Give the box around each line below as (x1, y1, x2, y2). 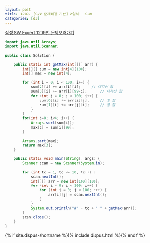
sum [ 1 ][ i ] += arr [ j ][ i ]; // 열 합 (39, 102, 116, 107)
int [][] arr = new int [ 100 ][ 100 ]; (30, 179, 100, 184)
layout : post (5, 7, 31, 12)
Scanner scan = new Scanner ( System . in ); (22, 161, 105, 166)
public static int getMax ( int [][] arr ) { (14, 62, 98, 67)
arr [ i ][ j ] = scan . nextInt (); (48, 192, 107, 197)
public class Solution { (5, 53, 55, 58)
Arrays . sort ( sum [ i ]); (30, 120, 75, 126)
